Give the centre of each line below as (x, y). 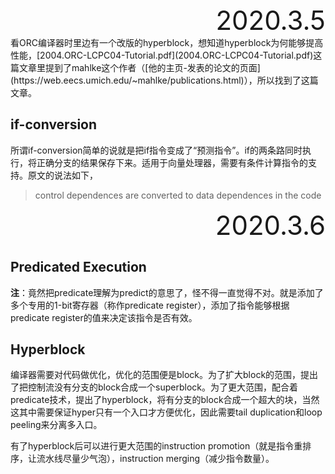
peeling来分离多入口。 (56, 425)
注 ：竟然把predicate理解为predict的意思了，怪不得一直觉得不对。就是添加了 (167, 292)
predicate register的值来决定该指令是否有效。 (104, 317)
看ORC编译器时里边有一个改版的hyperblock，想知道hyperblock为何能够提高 (167, 42)
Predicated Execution (78, 267)
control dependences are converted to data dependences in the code (178, 195)
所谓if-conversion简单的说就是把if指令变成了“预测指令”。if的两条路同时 (156, 150)
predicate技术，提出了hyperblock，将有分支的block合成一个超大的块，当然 (165, 400)
